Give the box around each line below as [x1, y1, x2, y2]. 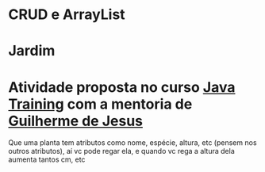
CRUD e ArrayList [8, 6, 125, 24]
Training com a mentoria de [8, 95, 193, 113]
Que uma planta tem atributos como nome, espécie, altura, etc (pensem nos [8, 138, 257, 147]
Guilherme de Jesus [8, 112, 144, 130]
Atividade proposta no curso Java [8, 78, 236, 96]
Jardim [8, 42, 56, 60]
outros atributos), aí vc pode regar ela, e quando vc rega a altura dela [8, 147, 236, 156]
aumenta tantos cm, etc [8, 155, 86, 164]
